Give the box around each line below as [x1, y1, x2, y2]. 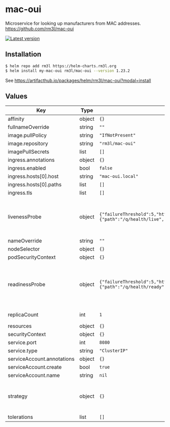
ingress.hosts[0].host [8, 173, 59, 180]
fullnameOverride [8, 124, 50, 131]
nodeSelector [8, 246, 40, 253]
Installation [5, 50, 41, 59]
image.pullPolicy [8, 132, 47, 139]
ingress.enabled [8, 165, 46, 172]
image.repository [8, 140, 49, 147]
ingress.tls [8, 189, 32, 197]
